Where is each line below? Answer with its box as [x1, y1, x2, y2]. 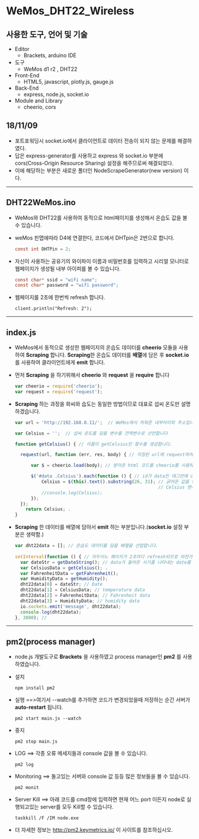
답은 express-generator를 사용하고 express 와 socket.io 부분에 [14, 152, 163, 159]
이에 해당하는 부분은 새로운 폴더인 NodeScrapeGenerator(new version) [14, 166, 182, 174]
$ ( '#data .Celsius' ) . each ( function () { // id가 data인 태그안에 [30, 473, 188, 479]
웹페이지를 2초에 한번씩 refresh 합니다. [14, 294, 105, 301]
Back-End [14, 84, 39, 92]
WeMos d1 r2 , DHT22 [23, 65, 78, 73]
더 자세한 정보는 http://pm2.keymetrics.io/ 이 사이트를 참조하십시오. [14, 827, 174, 834]
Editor [14, 46, 30, 52]
